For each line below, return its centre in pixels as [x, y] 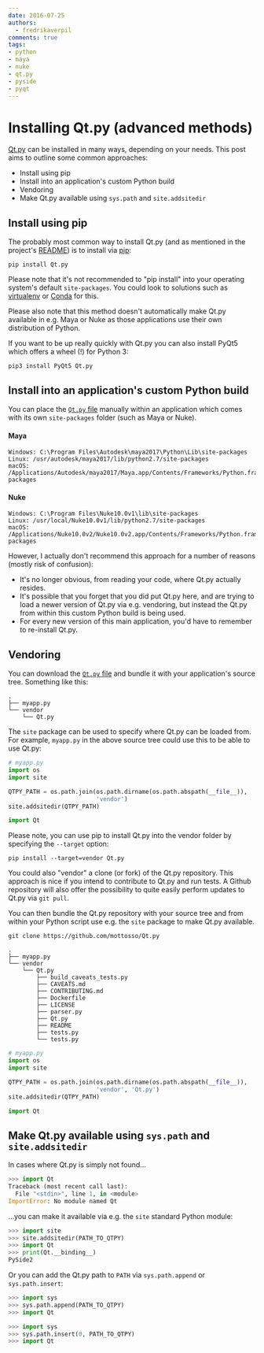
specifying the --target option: [59, 844]
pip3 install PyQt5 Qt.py [50, 366]
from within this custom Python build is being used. [103, 613]
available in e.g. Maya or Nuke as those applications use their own [115, 320]
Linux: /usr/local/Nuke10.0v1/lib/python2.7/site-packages [107, 521]
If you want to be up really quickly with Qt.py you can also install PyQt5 [123, 343]
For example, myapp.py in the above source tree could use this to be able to [129, 740]
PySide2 [21, 1260]
